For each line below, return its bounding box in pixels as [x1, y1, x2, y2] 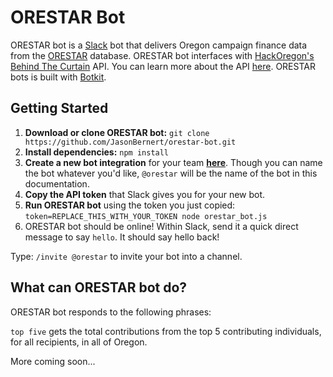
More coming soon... [10, 355, 96, 367]
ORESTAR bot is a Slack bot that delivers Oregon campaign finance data [10, 39, 308, 51]
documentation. [24, 177, 90, 190]
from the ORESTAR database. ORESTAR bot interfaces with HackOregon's [10, 49, 315, 61]
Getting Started [10, 100, 109, 117]
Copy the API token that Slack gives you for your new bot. [24, 188, 266, 200]
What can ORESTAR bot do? [10, 279, 188, 296]
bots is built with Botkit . [10, 71, 107, 83]
